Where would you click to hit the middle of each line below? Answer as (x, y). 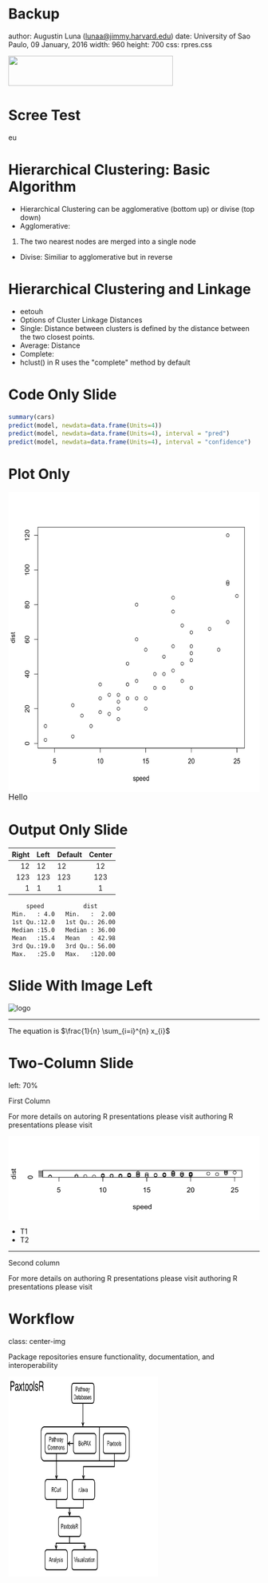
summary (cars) (32, 417)
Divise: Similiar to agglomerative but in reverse (96, 257)
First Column (29, 1101)
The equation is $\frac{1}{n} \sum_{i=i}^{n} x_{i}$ (89, 1031)
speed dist (62, 906)
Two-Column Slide (71, 1063)
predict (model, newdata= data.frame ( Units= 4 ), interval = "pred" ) (119, 434)
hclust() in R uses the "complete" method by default (105, 362)
